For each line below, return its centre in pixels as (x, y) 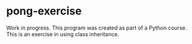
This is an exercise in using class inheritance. (63, 34)
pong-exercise (44, 11)
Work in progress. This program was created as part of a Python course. (97, 28)
